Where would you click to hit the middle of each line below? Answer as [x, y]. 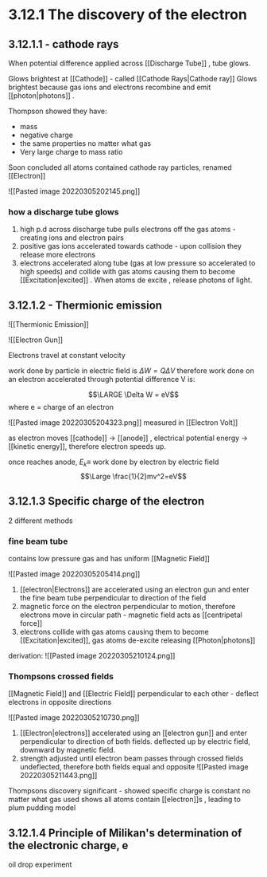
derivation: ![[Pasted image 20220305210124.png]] [92, 656]
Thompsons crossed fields [61, 676]
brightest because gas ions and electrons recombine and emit [110, 87]
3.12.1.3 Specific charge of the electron [106, 501]
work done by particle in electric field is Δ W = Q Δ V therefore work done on [131, 371]
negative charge [46, 135]
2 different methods [41, 521]
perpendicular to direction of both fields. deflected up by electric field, [135, 741]
